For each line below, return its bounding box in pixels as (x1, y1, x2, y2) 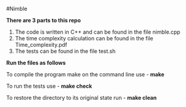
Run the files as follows (6, 60, 66, 66)
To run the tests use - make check (6, 82, 92, 90)
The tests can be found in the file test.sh (14, 47, 116, 55)
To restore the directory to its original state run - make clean (6, 94, 157, 101)
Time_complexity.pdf (14, 41, 68, 48)
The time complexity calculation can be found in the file (14, 35, 153, 41)
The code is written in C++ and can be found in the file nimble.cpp (14, 28, 181, 35)
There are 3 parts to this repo (6, 17, 81, 23)
